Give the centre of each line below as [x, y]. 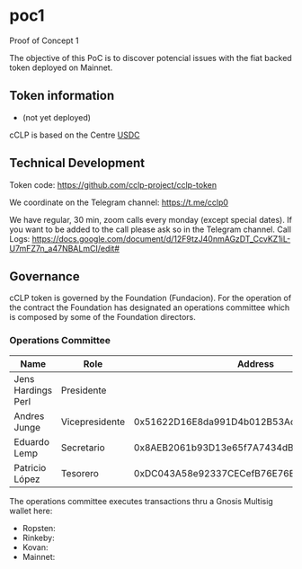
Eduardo [32, 441]
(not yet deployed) [57, 117]
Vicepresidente [93, 422]
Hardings [33, 390]
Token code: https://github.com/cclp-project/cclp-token [113, 184]
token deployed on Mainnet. [61, 67]
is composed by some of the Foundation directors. [102, 317]
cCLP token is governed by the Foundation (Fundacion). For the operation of [151, 298]
